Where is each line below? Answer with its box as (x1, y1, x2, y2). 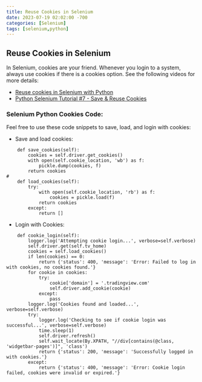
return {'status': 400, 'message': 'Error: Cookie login (38, 364, 186, 371)
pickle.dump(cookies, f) (38, 163, 102, 169)
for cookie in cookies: (28, 270, 88, 276)
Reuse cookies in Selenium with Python (15, 89, 114, 96)
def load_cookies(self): (17, 179, 80, 185)
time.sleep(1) (38, 328, 74, 334)
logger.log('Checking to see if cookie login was (38, 317, 166, 323)
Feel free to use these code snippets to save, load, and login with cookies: (6, 124, 191, 131)
